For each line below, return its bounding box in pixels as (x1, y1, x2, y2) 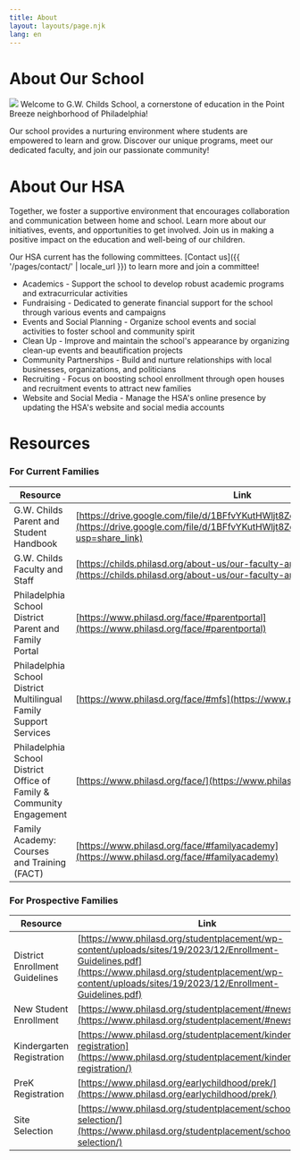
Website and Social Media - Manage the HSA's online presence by (21, 393, 266, 404)
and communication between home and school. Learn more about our (9, 216, 266, 226)
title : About (9, 13, 58, 22)
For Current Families (9, 465, 100, 478)
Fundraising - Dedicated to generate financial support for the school (21, 297, 274, 309)
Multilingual (13, 693, 62, 705)
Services (13, 726, 51, 738)
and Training (13, 856, 67, 868)
